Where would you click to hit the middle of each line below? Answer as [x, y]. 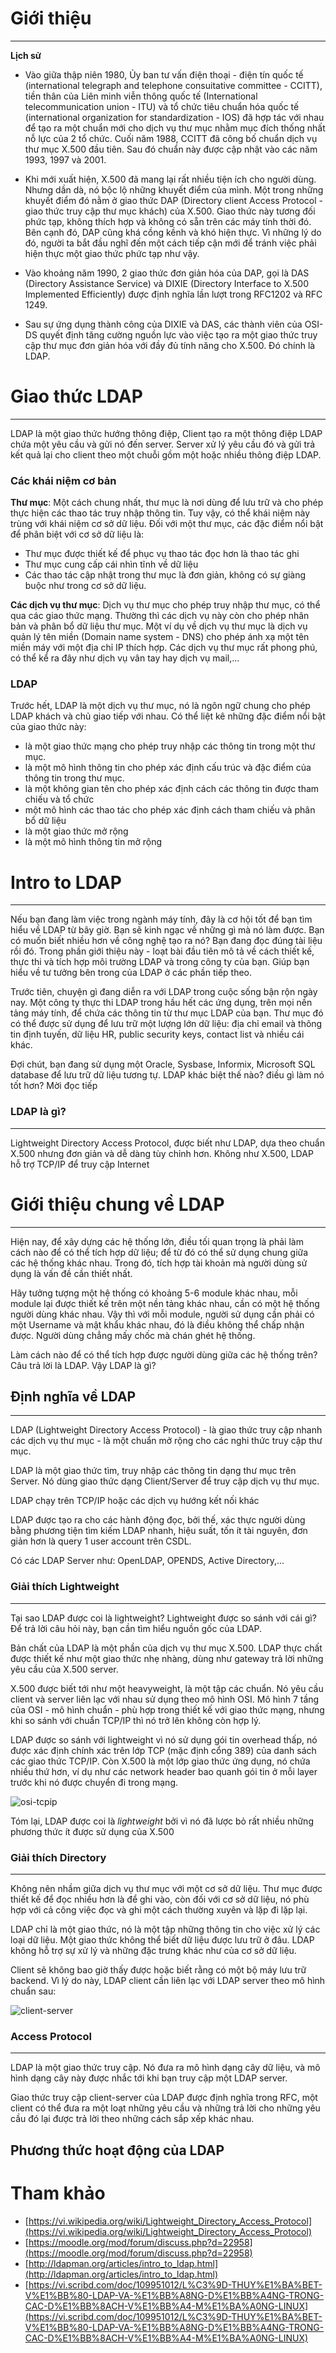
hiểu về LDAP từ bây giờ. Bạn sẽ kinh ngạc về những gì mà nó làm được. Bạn [167, 930]
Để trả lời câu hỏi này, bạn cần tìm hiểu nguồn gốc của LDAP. [136, 1628]
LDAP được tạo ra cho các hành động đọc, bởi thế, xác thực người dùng [158, 1520]
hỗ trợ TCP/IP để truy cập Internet [80, 1164]
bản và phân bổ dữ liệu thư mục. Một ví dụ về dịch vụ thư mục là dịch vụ [159, 626]
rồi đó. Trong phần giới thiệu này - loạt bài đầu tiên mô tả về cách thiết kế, [162, 951]
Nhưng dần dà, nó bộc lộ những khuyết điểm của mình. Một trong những [174, 189]
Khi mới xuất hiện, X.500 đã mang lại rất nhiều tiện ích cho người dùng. [170, 179]
